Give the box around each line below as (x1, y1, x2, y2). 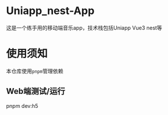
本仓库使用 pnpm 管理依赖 (6, 67, 64, 75)
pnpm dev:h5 (6, 102, 38, 109)
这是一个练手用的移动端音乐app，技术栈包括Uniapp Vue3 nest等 (6, 24, 163, 31)
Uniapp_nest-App (6, 4, 95, 18)
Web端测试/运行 (6, 86, 65, 96)
